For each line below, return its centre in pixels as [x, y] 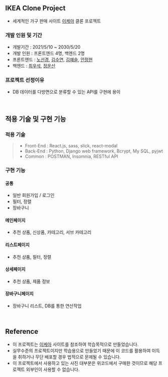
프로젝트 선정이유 [25, 80]
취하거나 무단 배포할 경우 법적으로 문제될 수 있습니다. [69, 357]
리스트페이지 [18, 245]
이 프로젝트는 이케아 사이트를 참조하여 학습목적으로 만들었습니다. [75, 344]
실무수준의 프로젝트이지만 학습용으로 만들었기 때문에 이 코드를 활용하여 [81, 350]
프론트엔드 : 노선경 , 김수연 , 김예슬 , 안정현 [52, 60]
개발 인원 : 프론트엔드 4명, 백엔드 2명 [49, 53]
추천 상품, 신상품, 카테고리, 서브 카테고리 [52, 232]
